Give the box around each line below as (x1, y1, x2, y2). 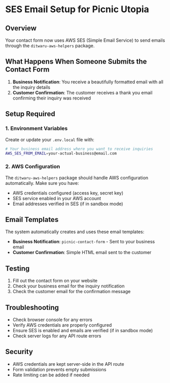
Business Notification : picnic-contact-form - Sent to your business (12, 239, 155, 245)
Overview (5, 24, 37, 33)
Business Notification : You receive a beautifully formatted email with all (12, 79, 163, 85)
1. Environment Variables (5, 125, 68, 132)
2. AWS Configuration (5, 163, 60, 170)
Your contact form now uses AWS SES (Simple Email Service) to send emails (5, 37, 165, 43)
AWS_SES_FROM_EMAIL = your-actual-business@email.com (5, 151, 117, 156)
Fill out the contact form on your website (12, 278, 98, 284)
